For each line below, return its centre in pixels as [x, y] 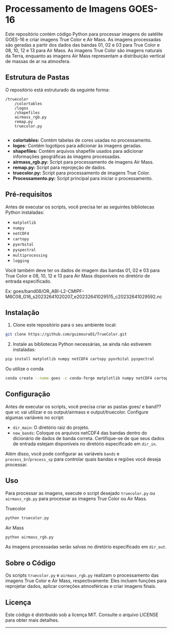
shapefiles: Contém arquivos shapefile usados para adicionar [78, 151]
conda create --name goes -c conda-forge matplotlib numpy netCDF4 [79, 378]
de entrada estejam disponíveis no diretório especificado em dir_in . [85, 444]
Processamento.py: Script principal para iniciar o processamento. [83, 178]
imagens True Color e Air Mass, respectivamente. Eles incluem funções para [86, 581]
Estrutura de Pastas [37, 77]
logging [21, 261]
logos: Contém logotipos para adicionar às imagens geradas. [77, 145]
